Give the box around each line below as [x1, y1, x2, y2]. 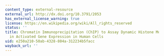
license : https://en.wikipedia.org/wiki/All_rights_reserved [5, 20, 132, 26]
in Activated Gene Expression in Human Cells [9, 35, 104, 39]
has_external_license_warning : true [5, 16, 80, 21]
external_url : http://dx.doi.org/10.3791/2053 [5, 12, 102, 17]
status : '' [5, 25, 27, 30]
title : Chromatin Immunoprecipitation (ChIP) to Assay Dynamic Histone [5, 30, 154, 35]
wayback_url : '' [5, 43, 38, 48]
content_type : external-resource [5, 7, 73, 12]
